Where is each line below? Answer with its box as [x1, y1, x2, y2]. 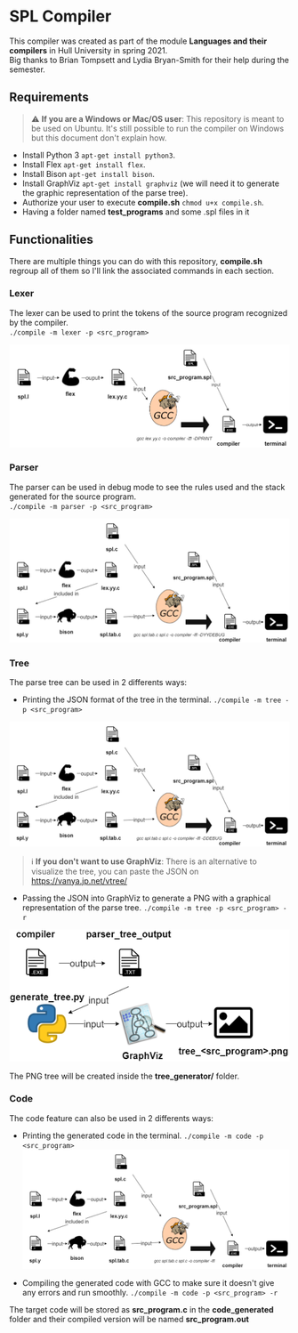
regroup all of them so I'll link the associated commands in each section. [9, 265, 274, 276]
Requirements [9, 90, 89, 105]
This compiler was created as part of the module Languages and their [9, 36, 268, 46]
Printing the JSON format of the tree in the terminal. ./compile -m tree [21, 694, 282, 705]
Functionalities [9, 232, 93, 247]
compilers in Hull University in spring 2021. [9, 44, 168, 55]
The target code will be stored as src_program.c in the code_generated [9, 1304, 274, 1314]
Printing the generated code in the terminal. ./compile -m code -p [21, 1130, 264, 1141]
